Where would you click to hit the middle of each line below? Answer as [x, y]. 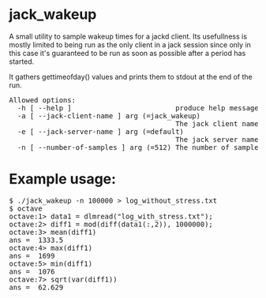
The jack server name [217, 139]
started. [22, 61]
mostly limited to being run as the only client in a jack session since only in [130, 44]
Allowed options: [42, 100]
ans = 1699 [32, 255]
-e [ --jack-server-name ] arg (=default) [101, 131]
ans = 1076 [32, 271]
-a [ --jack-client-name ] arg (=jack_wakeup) [109, 115]
